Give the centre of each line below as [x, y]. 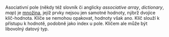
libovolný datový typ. [27, 29]
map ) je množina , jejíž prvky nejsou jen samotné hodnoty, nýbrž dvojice [80, 13]
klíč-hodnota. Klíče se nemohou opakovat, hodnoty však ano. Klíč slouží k [82, 18]
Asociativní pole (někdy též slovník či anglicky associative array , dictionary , [84, 7]
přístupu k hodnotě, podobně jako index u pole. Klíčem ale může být [76, 23]
